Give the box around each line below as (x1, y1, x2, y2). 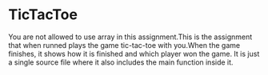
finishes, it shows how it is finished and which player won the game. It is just (8, 49, 260, 58)
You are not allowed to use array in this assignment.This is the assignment (8, 32, 253, 41)
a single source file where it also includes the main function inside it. (8, 57, 234, 67)
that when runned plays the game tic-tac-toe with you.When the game (8, 40, 241, 49)
